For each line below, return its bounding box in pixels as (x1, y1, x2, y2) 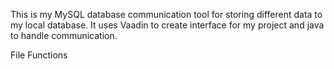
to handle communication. (10, 30, 118, 41)
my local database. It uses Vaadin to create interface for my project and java (10, 19, 325, 31)
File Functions (10, 49, 68, 61)
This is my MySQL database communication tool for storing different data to (10, 9, 323, 20)
